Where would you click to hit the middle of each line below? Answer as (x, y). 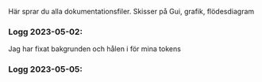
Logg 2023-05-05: (46, 69)
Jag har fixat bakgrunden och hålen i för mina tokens (94, 49)
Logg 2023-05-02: (46, 32)
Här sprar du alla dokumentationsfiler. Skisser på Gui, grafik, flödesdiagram (131, 11)
